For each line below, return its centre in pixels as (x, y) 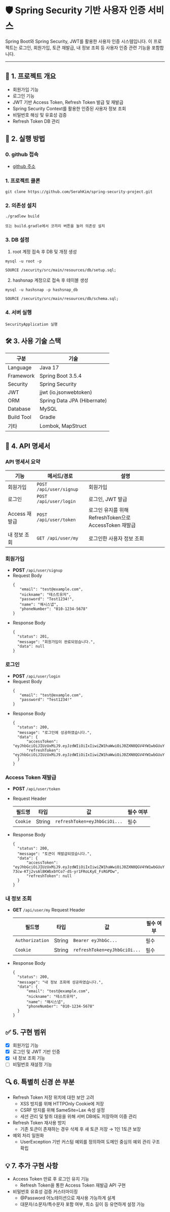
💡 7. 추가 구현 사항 (32, 1166)
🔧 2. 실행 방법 (25, 139)
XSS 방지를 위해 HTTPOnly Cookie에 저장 (62, 1104)
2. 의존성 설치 (21, 205)
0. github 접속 (22, 154)
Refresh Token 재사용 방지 (39, 1123)
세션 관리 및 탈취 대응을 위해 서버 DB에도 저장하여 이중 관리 (78, 1117)
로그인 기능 (24, 96)
